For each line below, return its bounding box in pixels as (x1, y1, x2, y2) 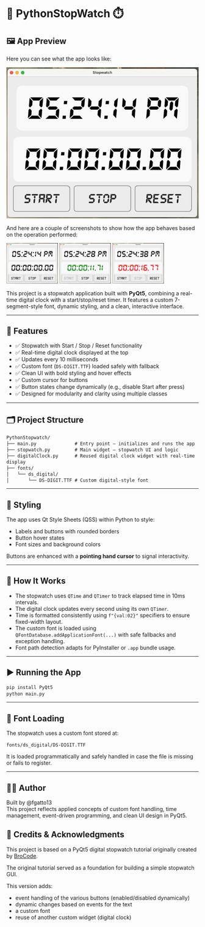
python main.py (6, 691, 45, 697)
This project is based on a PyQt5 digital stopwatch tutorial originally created (6, 845, 197, 853)
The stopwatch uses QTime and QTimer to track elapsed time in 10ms (15, 592, 185, 599)
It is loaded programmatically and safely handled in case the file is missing (6, 753, 193, 760)
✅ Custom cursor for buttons (15, 377, 88, 384)
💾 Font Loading (6, 713, 65, 724)
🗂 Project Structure (6, 414, 84, 425)
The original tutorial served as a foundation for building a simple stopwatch (6, 864, 195, 871)
